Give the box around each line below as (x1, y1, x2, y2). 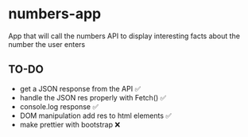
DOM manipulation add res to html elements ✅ (19, 111, 172, 120)
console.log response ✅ (19, 101, 99, 112)
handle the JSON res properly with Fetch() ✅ (19, 92, 167, 102)
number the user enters (8, 39, 86, 49)
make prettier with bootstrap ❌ (19, 119, 121, 129)
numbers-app (8, 5, 102, 23)
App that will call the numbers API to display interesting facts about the (8, 31, 241, 41)
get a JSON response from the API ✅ (19, 84, 141, 93)
